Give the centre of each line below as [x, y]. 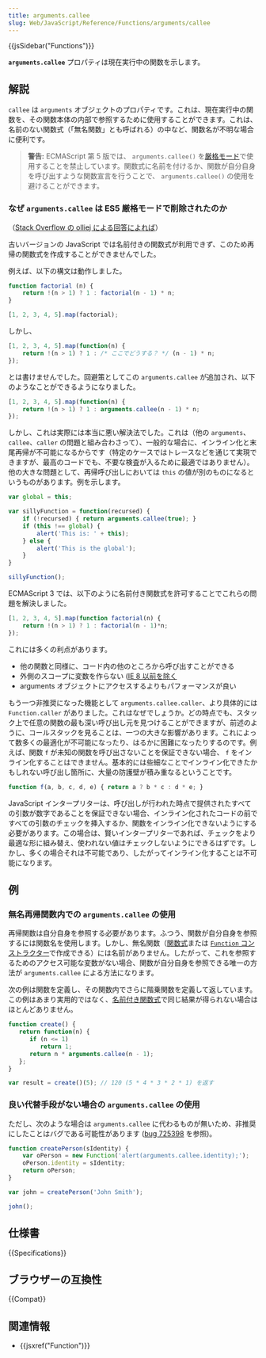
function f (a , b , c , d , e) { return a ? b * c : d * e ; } [106, 787]
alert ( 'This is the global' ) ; [86, 548]
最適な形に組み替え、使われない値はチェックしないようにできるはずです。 [129, 843]
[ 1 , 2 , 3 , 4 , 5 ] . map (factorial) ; [63, 315]
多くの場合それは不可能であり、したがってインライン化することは [136, 853]
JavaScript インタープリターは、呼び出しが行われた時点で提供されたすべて [130, 803]
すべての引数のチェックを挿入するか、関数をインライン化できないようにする [133, 823]
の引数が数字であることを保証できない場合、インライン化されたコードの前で [133, 813]
